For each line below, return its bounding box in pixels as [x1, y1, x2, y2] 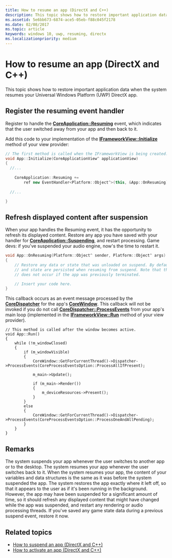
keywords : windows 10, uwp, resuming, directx [5, 31, 106, 37]
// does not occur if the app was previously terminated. [14, 272, 141, 277]
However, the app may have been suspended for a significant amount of [5, 491, 158, 497]
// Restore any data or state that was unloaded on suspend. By [14, 262, 155, 267]
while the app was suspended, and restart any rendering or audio [5, 502, 143, 508]
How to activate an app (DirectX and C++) [12, 547, 101, 553]
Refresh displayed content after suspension [5, 213, 148, 222]
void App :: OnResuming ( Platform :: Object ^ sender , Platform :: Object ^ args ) [5, 253, 166, 258]
